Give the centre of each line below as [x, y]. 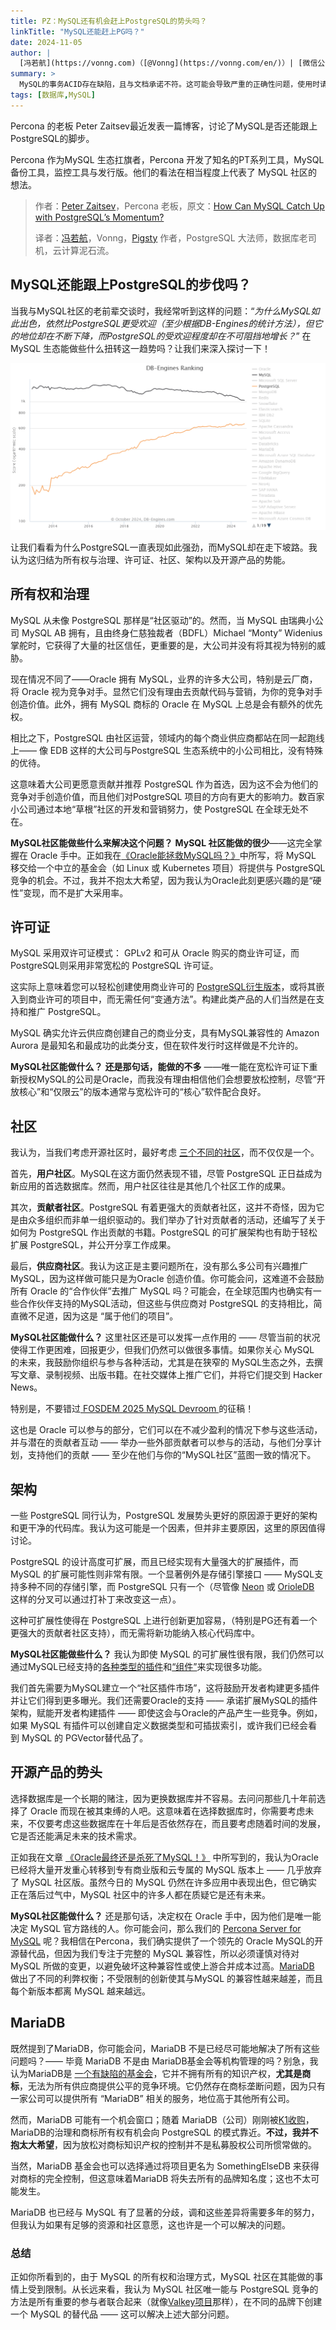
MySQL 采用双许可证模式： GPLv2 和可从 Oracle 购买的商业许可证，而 [155, 953]
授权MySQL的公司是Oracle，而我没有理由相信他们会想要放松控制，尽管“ [167, 1079]
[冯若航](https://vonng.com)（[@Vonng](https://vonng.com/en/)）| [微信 [168, 63]
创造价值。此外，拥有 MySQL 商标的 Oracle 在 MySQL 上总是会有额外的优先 [166, 704]
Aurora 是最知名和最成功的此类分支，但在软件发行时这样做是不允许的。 [157, 1046]
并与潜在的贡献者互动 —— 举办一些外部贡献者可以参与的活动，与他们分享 [161, 1442]
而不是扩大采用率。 [89, 892]
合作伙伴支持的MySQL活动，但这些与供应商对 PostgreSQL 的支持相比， [166, 1304]
